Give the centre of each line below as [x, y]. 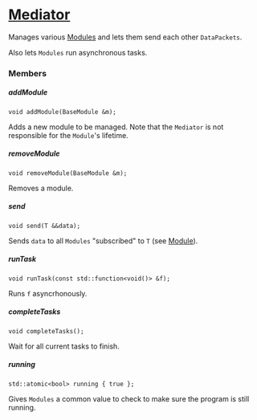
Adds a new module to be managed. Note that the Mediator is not [116, 127]
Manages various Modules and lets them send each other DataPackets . [125, 37]
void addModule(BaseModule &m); [62, 112]
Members [27, 73]
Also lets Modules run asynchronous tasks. [78, 52]
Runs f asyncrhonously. [48, 293]
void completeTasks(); [46, 331]
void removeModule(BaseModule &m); [68, 173]
